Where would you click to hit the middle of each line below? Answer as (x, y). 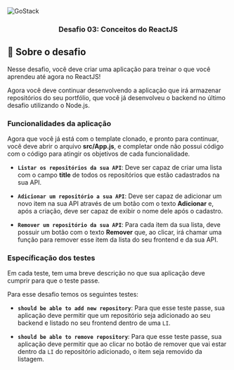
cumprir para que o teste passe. (54, 280)
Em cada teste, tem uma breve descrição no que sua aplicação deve (106, 273)
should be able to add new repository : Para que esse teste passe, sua (121, 308)
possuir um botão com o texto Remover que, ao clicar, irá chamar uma (119, 233)
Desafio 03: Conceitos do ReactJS (118, 29)
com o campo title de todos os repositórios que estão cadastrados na (118, 175)
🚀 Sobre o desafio (47, 52)
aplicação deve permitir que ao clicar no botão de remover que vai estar (122, 344)
